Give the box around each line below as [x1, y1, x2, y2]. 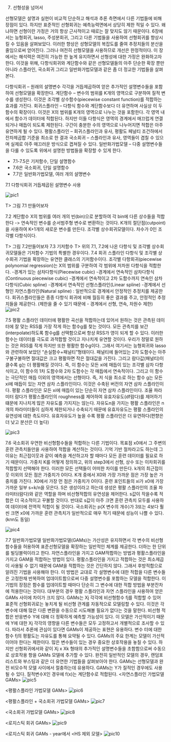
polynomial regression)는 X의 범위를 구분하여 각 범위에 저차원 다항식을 [5, 262, 148, 268]
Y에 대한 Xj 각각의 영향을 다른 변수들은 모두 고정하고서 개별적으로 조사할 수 [10, 620, 159, 626]
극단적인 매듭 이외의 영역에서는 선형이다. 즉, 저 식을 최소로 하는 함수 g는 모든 [10, 375, 163, 380]
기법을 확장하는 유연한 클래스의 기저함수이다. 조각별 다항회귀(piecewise [18, 256, 162, 262]
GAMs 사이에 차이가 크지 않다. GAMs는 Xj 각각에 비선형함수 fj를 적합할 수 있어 [5, 595, 161, 601]
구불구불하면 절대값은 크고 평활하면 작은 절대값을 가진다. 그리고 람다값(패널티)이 [5, 355, 164, 361]
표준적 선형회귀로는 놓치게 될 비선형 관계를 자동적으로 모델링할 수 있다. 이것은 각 [5, 601, 165, 607]
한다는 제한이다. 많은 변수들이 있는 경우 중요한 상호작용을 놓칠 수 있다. [18, 639, 158, 645]
